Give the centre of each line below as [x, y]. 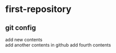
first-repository [38, 9]
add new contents [24, 39]
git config [21, 28]
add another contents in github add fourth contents [58, 45]
